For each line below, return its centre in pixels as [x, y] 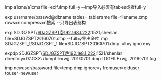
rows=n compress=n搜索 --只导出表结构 [46, 23]
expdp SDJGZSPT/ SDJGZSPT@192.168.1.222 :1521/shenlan [64, 53]
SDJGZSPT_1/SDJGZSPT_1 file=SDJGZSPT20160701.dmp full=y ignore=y [78, 44]
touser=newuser [21, 73]
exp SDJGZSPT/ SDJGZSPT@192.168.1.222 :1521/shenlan [61, 32]
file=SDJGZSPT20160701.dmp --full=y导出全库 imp [57, 38]
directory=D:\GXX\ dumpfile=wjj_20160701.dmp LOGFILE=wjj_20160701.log [80, 58]
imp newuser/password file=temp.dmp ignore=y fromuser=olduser [72, 68]
